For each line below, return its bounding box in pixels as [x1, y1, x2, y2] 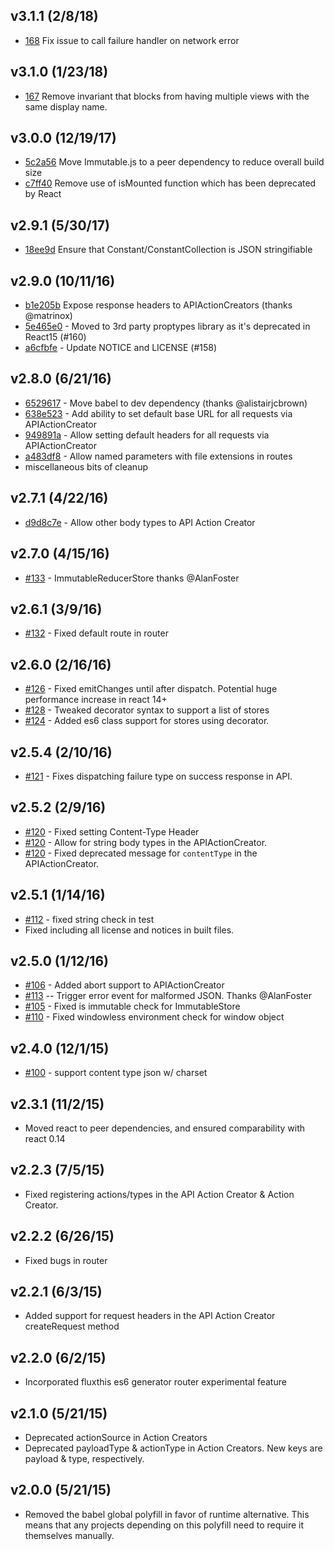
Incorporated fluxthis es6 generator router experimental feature [24, 1376, 287, 1388]
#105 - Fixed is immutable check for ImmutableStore [24, 1000, 241, 1013]
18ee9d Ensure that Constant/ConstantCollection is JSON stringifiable [24, 244, 313, 256]
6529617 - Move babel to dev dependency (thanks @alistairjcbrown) [24, 397, 308, 409]
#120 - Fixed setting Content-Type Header [24, 825, 200, 838]
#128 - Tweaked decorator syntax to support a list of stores [24, 704, 270, 716]
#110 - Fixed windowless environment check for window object [24, 1011, 285, 1023]
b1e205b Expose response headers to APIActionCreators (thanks [24, 299, 293, 311]
